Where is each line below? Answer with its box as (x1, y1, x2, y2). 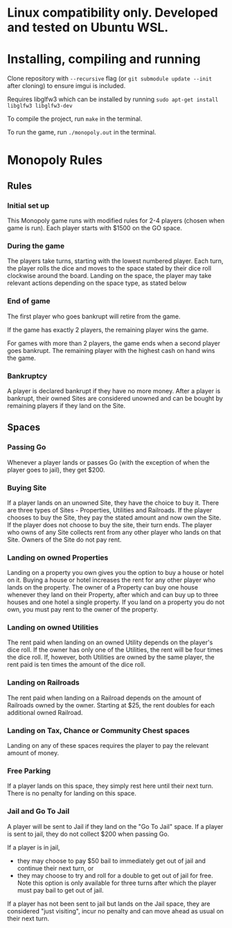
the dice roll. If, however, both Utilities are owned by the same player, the (7, 653, 215, 662)
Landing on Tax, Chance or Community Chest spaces (7, 725, 190, 735)
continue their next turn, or (17, 863, 94, 872)
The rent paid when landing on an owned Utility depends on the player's (7, 638, 213, 646)
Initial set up (7, 200, 50, 210)
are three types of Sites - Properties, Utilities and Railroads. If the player (7, 506, 213, 514)
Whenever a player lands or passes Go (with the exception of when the (7, 458, 210, 466)
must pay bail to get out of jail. (17, 886, 104, 894)
